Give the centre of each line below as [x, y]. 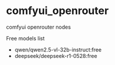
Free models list [26, 38]
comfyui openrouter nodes [39, 27]
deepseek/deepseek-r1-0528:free [56, 56]
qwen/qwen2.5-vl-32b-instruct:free [58, 49]
